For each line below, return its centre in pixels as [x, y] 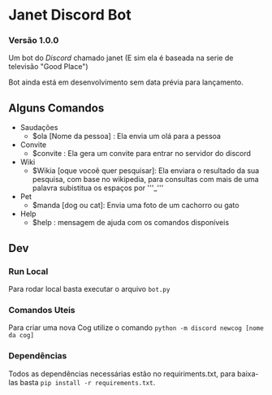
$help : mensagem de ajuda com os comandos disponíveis [131, 223]
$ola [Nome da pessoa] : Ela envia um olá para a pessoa [127, 137]
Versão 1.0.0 [34, 41]
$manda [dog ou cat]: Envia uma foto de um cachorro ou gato [136, 206]
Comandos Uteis [42, 310]
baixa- [248, 373]
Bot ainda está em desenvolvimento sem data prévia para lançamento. [126, 82]
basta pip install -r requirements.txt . [88, 382]
